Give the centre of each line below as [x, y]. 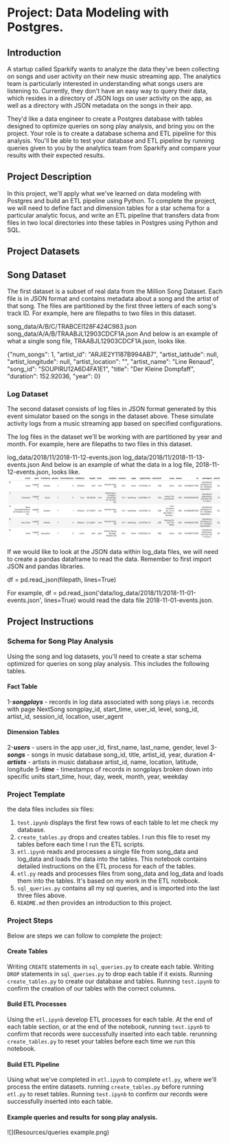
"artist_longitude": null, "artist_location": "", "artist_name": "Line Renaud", [111, 362]
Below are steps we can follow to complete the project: [85, 936]
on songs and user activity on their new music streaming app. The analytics [114, 76]
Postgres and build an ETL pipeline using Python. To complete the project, [112, 200]
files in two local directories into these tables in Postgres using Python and [113, 222]
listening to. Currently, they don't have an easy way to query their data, [107, 91]
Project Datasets [44, 252]
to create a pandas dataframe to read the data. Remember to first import [109, 559]
